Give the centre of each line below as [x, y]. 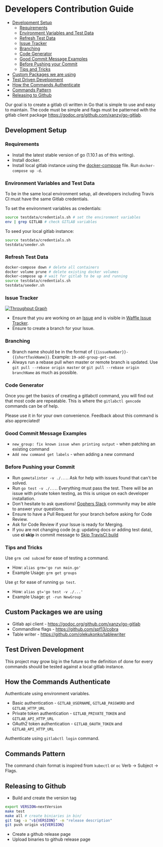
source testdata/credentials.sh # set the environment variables [73, 217]
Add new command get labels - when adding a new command [73, 454]
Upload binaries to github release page [51, 839]
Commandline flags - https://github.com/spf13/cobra [65, 629]
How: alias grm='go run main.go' [46, 567]
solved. [20, 483]
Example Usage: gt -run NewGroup [47, 597]
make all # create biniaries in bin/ [43, 816]
